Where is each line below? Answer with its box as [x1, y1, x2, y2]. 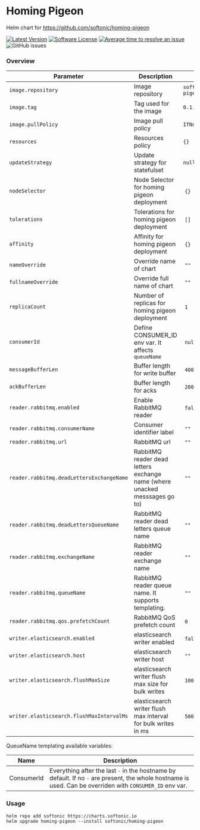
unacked [133, 485, 158, 494]
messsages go [133, 492, 175, 501]
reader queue [133, 581, 172, 590]
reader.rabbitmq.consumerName [9, 425, 95, 432]
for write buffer [133, 369, 176, 378]
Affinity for [133, 232, 164, 241]
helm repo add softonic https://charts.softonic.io [6, 813, 137, 819]
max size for [133, 680, 168, 688]
